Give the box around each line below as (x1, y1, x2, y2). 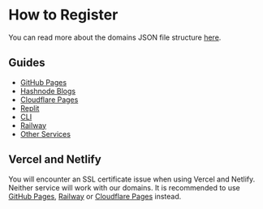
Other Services (19, 129, 71, 139)
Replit (19, 103, 40, 113)
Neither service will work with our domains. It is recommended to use (8, 182, 241, 192)
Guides (8, 56, 46, 70)
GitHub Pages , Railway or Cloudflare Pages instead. (8, 191, 182, 201)
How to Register (8, 6, 119, 24)
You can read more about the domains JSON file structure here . (8, 32, 222, 42)
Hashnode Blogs (19, 86, 75, 96)
